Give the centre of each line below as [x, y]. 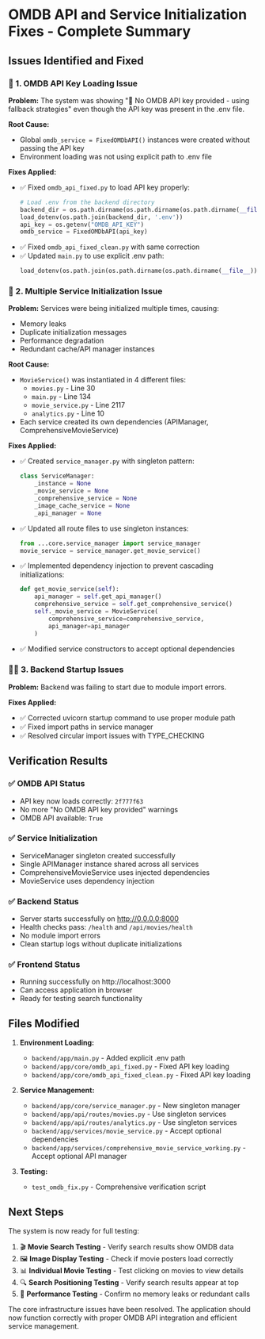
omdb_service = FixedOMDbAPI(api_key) [83, 232]
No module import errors [60, 936]
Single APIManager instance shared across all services [109, 864]
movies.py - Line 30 [63, 388]
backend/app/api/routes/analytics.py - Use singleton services [134, 1122]
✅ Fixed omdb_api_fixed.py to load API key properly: [104, 187]
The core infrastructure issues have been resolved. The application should [129, 1310]
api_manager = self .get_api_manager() [98, 597]
